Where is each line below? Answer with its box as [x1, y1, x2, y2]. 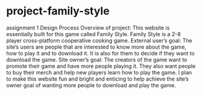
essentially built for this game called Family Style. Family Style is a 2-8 [6, 30, 181, 37]
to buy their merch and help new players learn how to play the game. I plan [6, 69, 192, 76]
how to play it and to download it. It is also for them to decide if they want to [6, 49, 195, 57]
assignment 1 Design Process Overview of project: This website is [6, 24, 170, 31]
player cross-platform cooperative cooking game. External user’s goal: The [6, 37, 192, 44]
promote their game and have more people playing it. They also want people [6, 62, 196, 70]
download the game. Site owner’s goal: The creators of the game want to [6, 56, 188, 63]
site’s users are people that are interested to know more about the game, [6, 43, 187, 51]
